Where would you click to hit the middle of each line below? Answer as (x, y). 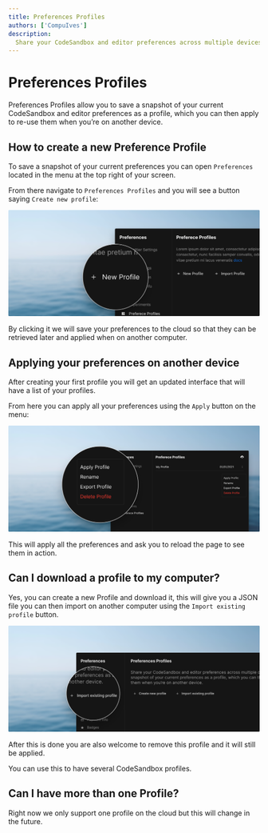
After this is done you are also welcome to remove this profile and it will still (132, 745)
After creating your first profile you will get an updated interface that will (127, 382)
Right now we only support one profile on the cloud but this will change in (129, 813)
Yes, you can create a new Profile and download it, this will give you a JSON (133, 597)
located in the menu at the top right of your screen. (92, 175)
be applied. (27, 753)
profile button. (33, 614)
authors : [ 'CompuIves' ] (48, 25)
